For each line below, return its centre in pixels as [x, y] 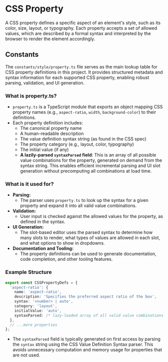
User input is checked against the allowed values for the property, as [92, 216]
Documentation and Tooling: [43, 248]
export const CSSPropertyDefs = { [42, 282]
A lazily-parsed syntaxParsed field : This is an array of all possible [88, 155]
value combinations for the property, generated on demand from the [91, 160]
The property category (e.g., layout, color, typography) [77, 144]
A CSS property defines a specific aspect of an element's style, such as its [83, 23]
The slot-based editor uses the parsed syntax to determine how [86, 233]
